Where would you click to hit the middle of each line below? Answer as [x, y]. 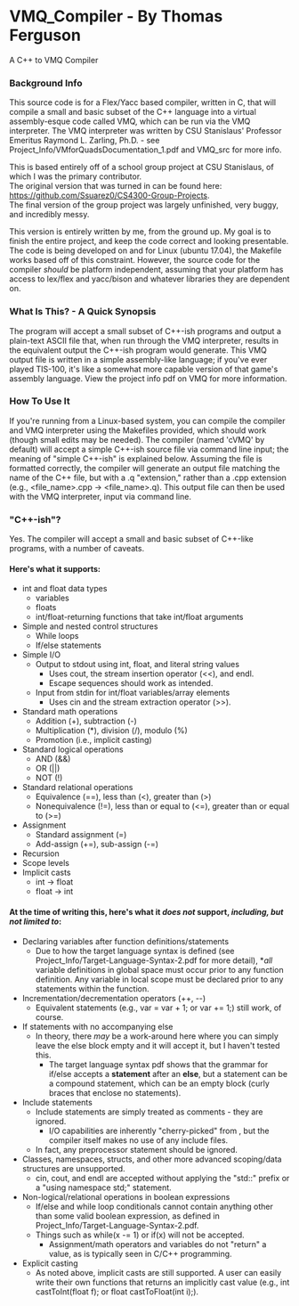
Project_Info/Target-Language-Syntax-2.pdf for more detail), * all [154, 960]
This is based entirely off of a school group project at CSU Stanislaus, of [141, 167]
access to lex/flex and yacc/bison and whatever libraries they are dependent [149, 279]
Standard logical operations [73, 749]
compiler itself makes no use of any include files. [138, 1140]
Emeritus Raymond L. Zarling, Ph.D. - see [85, 141]
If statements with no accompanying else [97, 1026]
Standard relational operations [77, 788]
